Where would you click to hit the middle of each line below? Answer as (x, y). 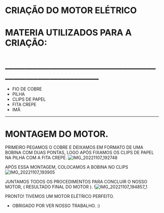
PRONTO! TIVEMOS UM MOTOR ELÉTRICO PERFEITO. (60, 196)
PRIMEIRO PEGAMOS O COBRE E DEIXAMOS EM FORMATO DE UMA (74, 147)
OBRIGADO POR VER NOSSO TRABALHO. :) (56, 206)
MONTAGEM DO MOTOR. (57, 134)
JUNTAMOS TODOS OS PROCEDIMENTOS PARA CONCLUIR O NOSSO (76, 182)
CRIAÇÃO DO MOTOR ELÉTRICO (71, 10)
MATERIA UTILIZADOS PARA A (68, 33)
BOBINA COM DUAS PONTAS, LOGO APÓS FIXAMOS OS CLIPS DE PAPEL (80, 153)
